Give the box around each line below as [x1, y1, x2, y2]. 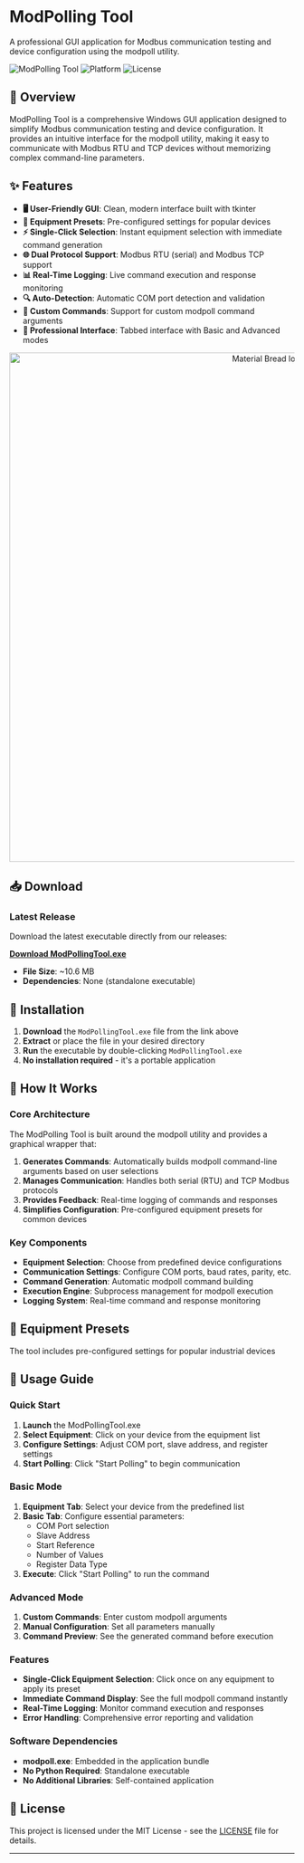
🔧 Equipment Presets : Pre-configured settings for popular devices [22, 215, 271, 227]
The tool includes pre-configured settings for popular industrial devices [9, 1345, 276, 1356]
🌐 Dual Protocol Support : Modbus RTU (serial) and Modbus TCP [22, 249, 265, 260]
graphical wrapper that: [9, 1138, 97, 1149]
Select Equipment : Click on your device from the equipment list [22, 1428, 261, 1440]
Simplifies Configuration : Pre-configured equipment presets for [22, 1204, 263, 1215]
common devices [22, 1213, 88, 1224]
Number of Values [35, 1549, 104, 1560]
